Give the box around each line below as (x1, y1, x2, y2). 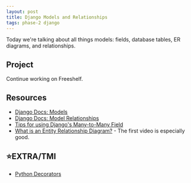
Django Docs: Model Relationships (14, 115, 99, 122)
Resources (6, 93, 47, 103)
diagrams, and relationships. (6, 42, 76, 49)
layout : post (6, 8, 39, 15)
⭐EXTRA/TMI (6, 152, 57, 162)
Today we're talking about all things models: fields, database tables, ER (6, 36, 180, 43)
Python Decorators (14, 170, 61, 177)
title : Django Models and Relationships (6, 14, 108, 20)
